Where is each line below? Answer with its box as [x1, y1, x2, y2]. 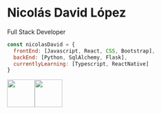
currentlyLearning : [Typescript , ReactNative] [13, 60, 149, 67]
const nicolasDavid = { [7, 41, 76, 48]
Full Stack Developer [7, 28, 66, 36]
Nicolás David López [7, 5, 127, 21]
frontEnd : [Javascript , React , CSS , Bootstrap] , [13, 47, 155, 55]
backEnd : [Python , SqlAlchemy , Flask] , [13, 54, 128, 61]
